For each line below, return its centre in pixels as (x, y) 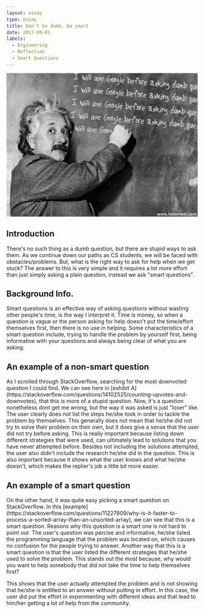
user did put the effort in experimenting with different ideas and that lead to (101, 596)
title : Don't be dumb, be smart (47, 26)
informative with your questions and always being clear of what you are (96, 341)
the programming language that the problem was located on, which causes (101, 539)
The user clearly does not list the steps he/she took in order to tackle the (98, 414)
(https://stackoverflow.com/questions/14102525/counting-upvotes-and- (97, 394)
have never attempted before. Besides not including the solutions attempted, (103, 446)
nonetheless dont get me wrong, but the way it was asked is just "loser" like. (102, 408)
